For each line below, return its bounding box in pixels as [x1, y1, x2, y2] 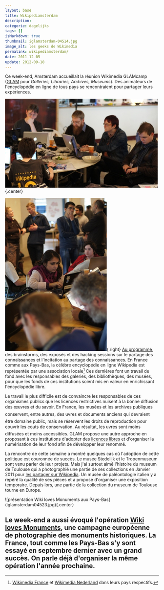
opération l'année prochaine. [5, 562, 95, 570]
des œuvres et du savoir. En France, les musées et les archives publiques [5, 404, 153, 410]
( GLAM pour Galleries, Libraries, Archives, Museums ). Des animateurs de [5, 79, 153, 85]
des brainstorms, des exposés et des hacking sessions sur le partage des [5, 352, 153, 358]
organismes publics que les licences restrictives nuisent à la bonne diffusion [5, 399, 159, 405]
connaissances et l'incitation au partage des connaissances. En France [5, 357, 148, 363]
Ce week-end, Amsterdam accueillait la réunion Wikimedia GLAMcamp [5, 73, 147, 79]
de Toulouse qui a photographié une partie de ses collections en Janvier [5, 466, 150, 472]
